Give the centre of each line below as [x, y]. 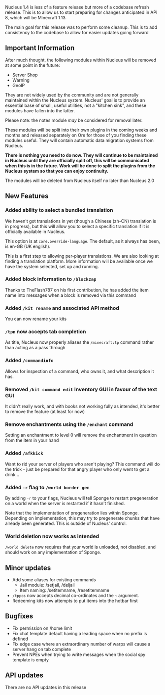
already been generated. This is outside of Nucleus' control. [66, 523]
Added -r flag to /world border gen [47, 487]
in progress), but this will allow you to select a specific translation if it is [77, 226]
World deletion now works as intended [52, 536]
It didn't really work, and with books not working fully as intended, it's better [82, 406]
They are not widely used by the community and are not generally [72, 95]
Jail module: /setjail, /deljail [47, 585]
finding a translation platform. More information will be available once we [79, 261]
